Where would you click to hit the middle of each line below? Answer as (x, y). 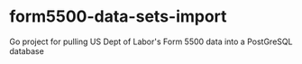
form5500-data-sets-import (118, 17)
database (27, 50)
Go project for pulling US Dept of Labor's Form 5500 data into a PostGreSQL (151, 41)
